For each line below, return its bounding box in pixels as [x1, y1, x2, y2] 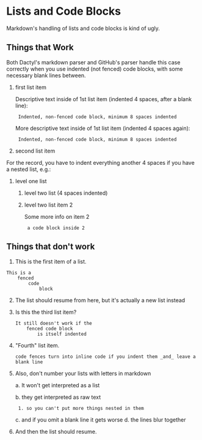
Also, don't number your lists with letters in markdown [15, 370, 151, 377]
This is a [6, 270, 32, 276]
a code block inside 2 [27, 225, 85, 231]
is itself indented [37, 331, 87, 337]
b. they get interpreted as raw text [15, 393, 101, 401]
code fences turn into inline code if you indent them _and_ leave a [15, 354, 197, 360]
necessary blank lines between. [6, 72, 87, 79]
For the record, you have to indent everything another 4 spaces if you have [6, 159, 195, 166]
